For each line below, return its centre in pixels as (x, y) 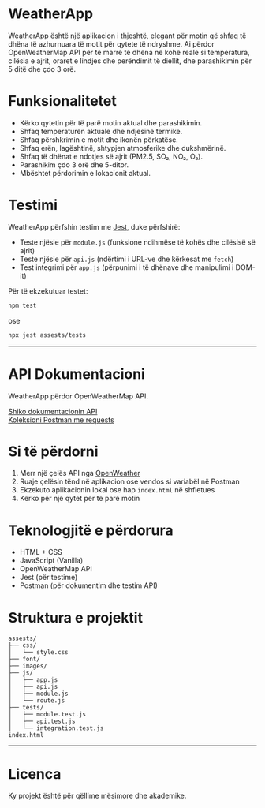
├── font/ (24, 660)
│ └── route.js (37, 701)
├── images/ (28, 666)
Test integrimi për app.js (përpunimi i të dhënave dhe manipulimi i (127, 267)
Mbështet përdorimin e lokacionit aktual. (85, 173)
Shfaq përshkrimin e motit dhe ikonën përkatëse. (99, 140)
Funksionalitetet (62, 101)
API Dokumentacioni (77, 374)
